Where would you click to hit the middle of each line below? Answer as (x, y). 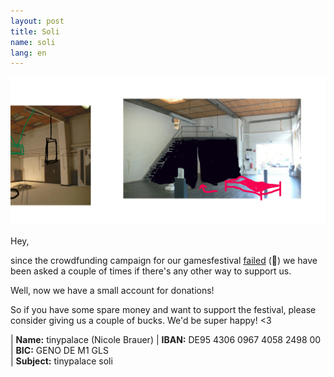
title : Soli (35, 31)
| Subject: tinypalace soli (61, 361)
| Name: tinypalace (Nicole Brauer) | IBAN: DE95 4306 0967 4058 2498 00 (166, 340)
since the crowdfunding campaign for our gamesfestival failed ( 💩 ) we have (164, 261)
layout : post (37, 21)
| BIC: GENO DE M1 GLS (59, 351)
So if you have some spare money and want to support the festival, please (163, 310)
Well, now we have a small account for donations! (112, 291)
